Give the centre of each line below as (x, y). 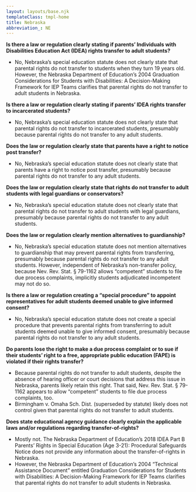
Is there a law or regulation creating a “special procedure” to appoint (91, 295)
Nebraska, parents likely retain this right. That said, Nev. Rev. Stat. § (96, 385)
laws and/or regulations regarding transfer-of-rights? (73, 428)
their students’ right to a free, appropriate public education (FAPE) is (91, 355)
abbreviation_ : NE (28, 28)
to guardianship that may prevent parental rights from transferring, (94, 253)
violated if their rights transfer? (45, 362)
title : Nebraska (26, 22)
